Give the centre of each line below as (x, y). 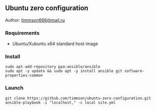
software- (134, 71)
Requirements (22, 33)
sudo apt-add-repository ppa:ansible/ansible (53, 67)
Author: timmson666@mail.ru (35, 20)
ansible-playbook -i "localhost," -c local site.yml (60, 103)
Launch (14, 88)
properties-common (24, 76)
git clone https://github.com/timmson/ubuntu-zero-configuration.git (78, 98)
